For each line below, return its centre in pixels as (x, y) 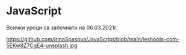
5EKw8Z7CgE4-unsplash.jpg (42, 45)
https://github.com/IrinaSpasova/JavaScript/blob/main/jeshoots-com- (93, 39)
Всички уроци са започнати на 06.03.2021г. (62, 27)
